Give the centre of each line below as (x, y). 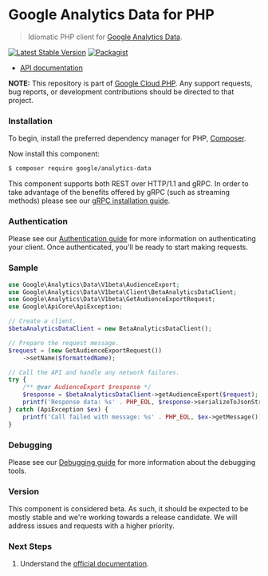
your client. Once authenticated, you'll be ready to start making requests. (128, 247)
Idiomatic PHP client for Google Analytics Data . (105, 37)
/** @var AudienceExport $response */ (87, 387)
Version (24, 491)
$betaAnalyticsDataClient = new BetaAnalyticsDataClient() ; (110, 329)
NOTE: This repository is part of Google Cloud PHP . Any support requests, (130, 83)
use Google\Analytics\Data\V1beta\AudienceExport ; (94, 284)
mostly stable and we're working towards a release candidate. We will (123, 518)
